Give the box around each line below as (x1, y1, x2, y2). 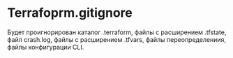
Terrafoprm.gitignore (7, 5, 133, 21)
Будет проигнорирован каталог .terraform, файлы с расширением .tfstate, (7, 28, 227, 36)
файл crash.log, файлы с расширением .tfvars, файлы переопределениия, (7, 35, 227, 43)
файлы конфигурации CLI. (7, 43, 84, 51)
